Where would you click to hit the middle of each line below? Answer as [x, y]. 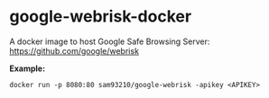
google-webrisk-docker [101, 17]
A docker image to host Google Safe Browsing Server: [110, 41]
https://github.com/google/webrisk [74, 50]
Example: [28, 68]
